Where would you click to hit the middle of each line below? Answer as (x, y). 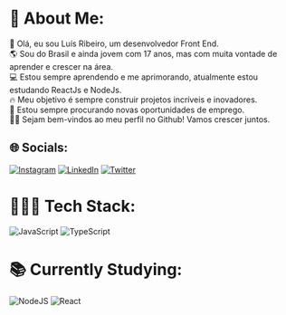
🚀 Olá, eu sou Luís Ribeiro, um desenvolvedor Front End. (114, 43)
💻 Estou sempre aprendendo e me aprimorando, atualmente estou (134, 77)
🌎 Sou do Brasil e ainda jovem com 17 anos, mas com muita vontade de (143, 53)
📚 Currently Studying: (96, 269)
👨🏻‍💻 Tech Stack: (72, 206)
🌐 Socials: (39, 148)
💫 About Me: (57, 19)
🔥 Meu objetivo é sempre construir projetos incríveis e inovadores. (133, 100)
